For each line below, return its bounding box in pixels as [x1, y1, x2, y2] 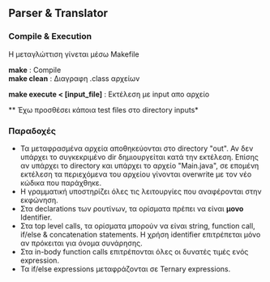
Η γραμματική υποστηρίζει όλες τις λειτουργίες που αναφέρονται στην [19, 186, 262, 196]
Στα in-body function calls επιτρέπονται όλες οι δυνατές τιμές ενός [19, 246, 249, 256]
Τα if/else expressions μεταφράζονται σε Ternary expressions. [19, 263, 231, 274]
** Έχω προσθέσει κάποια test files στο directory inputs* [8, 105, 199, 114]
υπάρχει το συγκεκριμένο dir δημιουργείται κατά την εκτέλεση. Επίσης [19, 152, 259, 161]
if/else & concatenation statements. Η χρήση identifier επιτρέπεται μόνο [19, 229, 261, 239]
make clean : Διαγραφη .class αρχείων [8, 73, 140, 83]
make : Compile [8, 65, 62, 75]
